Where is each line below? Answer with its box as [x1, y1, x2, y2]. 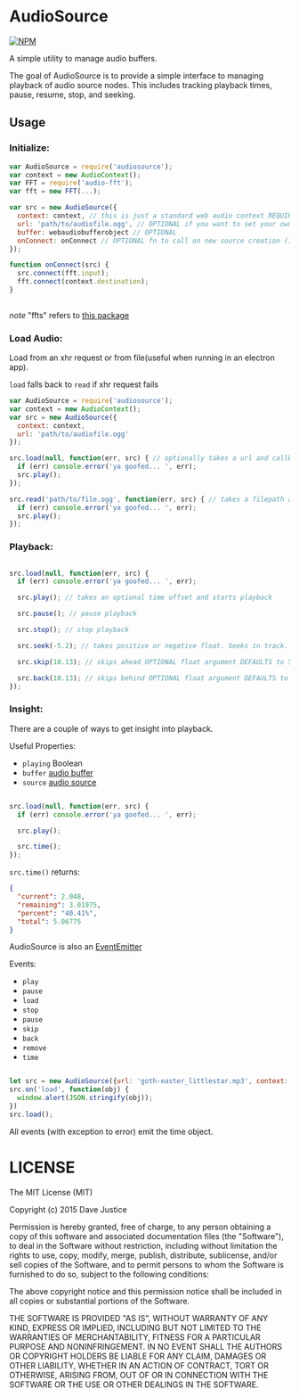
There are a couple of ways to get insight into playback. [9, 723, 214, 734]
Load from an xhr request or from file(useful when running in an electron [9, 352, 276, 363]
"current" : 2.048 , [17, 892, 86, 901]
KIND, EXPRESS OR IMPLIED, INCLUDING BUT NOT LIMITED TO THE [9, 1322, 262, 1333]
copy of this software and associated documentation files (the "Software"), [9, 1230, 285, 1241]
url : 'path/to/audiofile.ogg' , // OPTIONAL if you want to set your [17, 219, 277, 228]
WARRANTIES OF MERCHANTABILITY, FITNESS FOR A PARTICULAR [9, 1331, 261, 1343]
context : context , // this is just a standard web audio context [17, 211, 265, 220]
